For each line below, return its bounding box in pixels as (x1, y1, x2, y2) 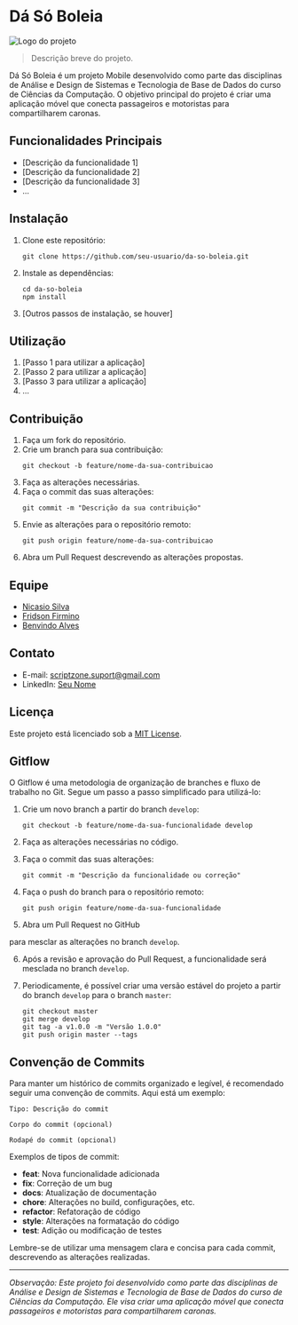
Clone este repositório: (21, 234, 106, 245)
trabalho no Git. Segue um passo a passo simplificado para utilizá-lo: (9, 787, 262, 797)
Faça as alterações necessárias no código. (21, 837, 179, 847)
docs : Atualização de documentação (21, 1187, 157, 1198)
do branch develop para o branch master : (21, 990, 172, 1001)
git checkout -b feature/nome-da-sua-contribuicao (21, 462, 214, 471)
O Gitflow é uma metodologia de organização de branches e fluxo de (9, 777, 261, 788)
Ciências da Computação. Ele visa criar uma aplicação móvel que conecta (9, 1297, 284, 1307)
